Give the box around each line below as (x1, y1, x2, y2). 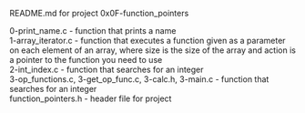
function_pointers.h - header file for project (9, 93, 172, 104)
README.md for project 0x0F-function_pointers (9, 8, 189, 18)
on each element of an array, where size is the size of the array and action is (9, 45, 296, 56)
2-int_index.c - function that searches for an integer (9, 64, 204, 75)
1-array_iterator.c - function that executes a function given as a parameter (9, 36, 286, 46)
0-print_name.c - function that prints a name (9, 26, 177, 36)
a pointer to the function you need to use (9, 55, 163, 65)
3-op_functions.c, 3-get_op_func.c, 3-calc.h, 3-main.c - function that (9, 74, 269, 85)
